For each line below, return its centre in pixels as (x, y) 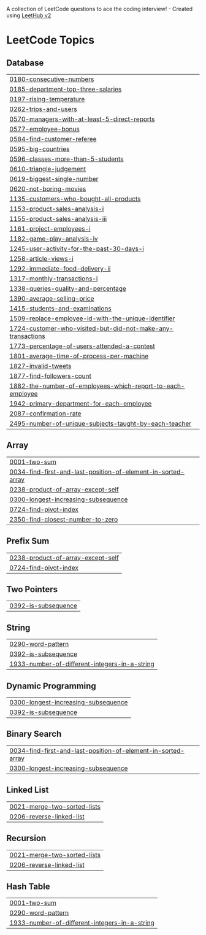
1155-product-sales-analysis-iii (58, 219)
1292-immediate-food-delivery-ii (60, 268)
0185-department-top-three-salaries (66, 89)
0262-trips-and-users (44, 109)
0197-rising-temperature (47, 99)
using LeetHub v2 (29, 15)
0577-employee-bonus (44, 129)
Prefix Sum (28, 541)
